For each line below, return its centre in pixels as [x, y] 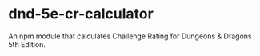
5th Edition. [27, 44]
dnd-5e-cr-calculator [81, 14]
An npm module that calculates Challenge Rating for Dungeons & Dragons [130, 36]
